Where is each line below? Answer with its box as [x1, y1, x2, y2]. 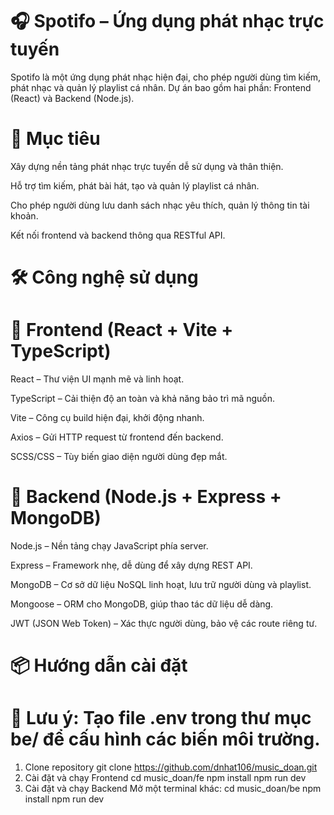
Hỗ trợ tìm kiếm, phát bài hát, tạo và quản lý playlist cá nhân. [10, 179, 260, 192]
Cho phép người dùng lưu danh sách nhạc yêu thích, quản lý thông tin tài [10, 199, 310, 211]
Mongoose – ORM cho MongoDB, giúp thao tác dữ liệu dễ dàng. [10, 598, 274, 610]
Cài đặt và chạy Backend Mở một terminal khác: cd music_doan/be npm [24, 783, 322, 795]
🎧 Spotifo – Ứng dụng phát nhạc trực [10, 10, 325, 33]
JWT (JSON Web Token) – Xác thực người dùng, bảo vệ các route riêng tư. [10, 617, 318, 629]
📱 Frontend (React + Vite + [10, 319, 234, 342]
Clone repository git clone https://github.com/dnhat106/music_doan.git [24, 761, 318, 773]
